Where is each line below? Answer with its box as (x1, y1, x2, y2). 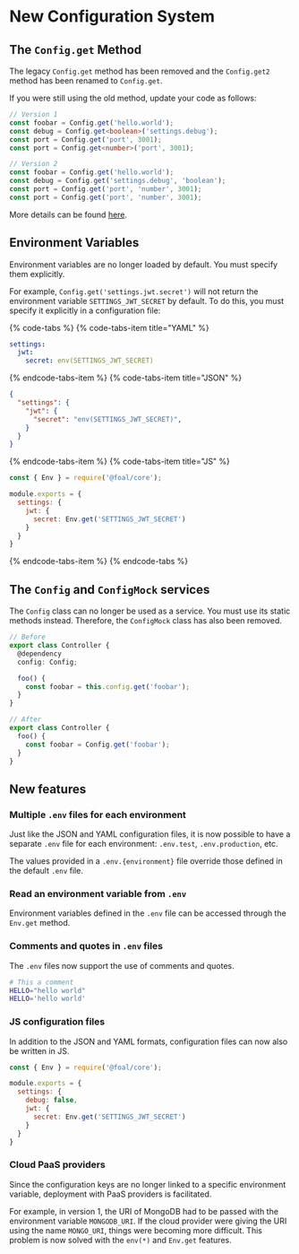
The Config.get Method (9, 42, 141, 57)
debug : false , (25, 1096, 78, 1105)
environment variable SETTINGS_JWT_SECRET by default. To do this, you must (9, 295, 285, 306)
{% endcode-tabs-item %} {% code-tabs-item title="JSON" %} (9, 372, 243, 383)
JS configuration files (9, 1015, 106, 1028)
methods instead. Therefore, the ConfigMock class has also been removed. (9, 615, 282, 626)
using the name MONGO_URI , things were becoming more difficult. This (9, 1224, 262, 1235)
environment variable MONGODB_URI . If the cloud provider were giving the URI (9, 1215, 287, 1226)
